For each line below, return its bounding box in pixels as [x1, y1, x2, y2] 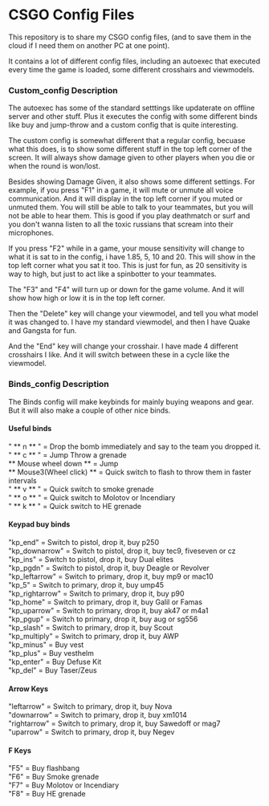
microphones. [8, 228, 55, 238]
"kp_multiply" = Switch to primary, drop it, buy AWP [8, 631, 179, 641]
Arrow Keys [8, 684, 49, 694]
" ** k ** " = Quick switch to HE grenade [8, 501, 142, 511]
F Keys [8, 745, 32, 755]
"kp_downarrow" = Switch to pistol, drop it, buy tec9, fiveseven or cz [8, 546, 236, 556]
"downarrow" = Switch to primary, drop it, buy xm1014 [8, 710, 187, 720]
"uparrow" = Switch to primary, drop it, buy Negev [8, 727, 175, 737]
